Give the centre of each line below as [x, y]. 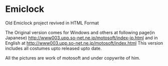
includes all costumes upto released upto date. [53, 48]
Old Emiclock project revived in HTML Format [52, 23]
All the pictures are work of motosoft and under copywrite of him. [73, 58]
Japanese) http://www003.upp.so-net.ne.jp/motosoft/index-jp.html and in [81, 38]
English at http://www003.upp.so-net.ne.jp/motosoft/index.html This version [84, 43]
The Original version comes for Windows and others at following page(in [80, 32]
